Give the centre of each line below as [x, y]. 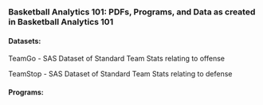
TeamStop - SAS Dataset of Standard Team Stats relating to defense [120, 74]
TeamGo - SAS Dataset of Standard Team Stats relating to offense [117, 59]
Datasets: [25, 41]
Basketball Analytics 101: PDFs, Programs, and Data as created [132, 12]
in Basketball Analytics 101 [61, 21]
